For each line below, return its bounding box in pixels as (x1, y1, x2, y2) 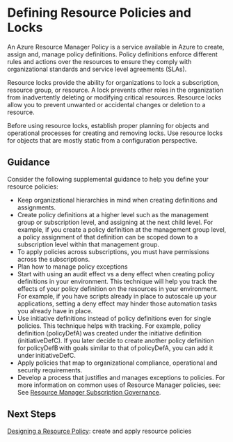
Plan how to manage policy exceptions (17, 262, 128, 271)
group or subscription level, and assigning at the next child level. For (17, 218, 214, 226)
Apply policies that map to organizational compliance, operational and (17, 358, 218, 367)
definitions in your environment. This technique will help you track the (17, 277, 218, 285)
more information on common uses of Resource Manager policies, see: (17, 381, 221, 389)
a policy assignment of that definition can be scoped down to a (17, 232, 198, 241)
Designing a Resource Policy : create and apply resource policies (7, 427, 192, 435)
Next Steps (7, 409, 56, 420)
